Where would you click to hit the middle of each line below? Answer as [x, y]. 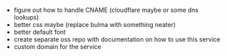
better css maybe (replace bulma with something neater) [95, 25]
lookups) [26, 17]
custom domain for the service [57, 47]
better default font [39, 32]
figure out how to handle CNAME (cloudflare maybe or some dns [106, 10]
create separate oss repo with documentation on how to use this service [117, 39]
